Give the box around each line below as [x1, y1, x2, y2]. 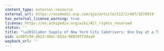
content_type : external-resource [5, 7, 73, 12]
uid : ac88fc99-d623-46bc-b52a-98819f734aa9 [5, 34, 95, 39]
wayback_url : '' [5, 39, 38, 44]
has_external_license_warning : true [5, 16, 80, 21]
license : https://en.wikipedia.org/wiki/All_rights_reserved [5, 20, 132, 26]
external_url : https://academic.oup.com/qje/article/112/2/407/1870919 [5, 12, 154, 17]
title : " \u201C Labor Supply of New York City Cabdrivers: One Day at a [5, 30, 154, 34]
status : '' [5, 25, 27, 30]
